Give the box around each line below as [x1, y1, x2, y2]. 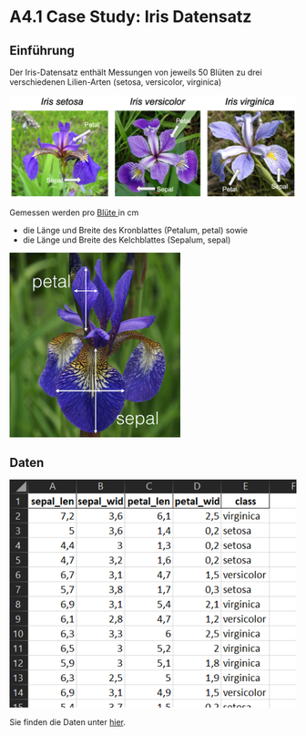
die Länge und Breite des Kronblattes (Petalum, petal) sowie [22, 224, 249, 235]
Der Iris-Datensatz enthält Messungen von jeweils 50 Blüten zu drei [9, 67, 262, 78]
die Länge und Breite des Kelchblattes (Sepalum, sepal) [22, 234, 231, 245]
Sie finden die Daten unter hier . [9, 717, 126, 728]
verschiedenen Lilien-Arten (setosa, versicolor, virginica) [9, 77, 222, 88]
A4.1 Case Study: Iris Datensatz [9, 6, 252, 27]
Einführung [9, 43, 75, 58]
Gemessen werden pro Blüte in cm [9, 207, 139, 218]
